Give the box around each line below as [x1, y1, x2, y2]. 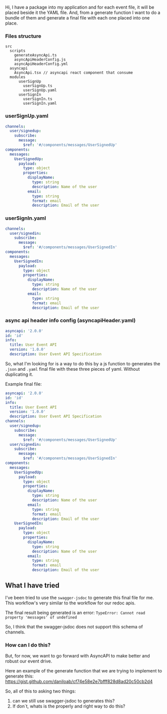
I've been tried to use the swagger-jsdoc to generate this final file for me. [5, 594, 154, 600]
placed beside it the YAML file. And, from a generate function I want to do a [5, 10, 160, 16]
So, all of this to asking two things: [5, 688, 76, 694]
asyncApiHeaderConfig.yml [14, 62, 68, 67]
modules [9, 75, 26, 80]
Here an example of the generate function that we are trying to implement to [5, 668, 162, 674]
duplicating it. [5, 371, 33, 377]
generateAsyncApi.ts [14, 53, 57, 58]
